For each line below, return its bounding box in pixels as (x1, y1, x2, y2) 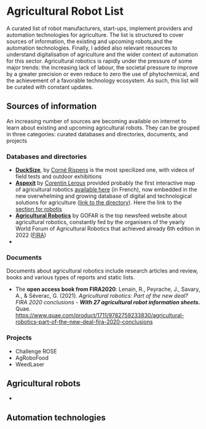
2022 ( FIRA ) (15, 231, 47, 239)
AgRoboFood (15, 354, 49, 361)
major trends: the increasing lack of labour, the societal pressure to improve (6, 63, 198, 71)
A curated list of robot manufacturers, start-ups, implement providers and (6, 25, 192, 32)
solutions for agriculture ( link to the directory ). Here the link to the (15, 199, 182, 206)
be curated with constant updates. (6, 83, 93, 90)
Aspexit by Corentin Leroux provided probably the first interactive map (15, 179, 196, 187)
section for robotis (15, 206, 63, 213)
